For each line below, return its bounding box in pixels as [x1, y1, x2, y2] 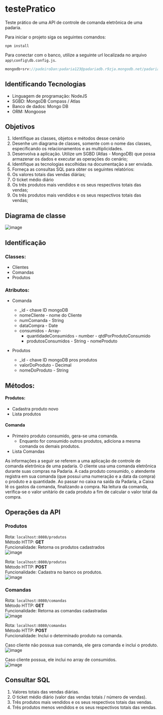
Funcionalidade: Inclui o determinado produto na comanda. [5, 633, 123, 639]
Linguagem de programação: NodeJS [12, 93, 87, 99]
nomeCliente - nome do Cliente [19, 312, 82, 318]
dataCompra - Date [19, 322, 58, 329]
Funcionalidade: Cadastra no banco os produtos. [5, 569, 103, 575]
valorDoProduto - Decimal [19, 362, 72, 368]
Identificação [5, 238, 46, 247]
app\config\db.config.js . [5, 57, 57, 63]
